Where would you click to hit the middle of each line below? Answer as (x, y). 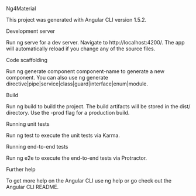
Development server (31, 31)
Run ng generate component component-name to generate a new (85, 71)
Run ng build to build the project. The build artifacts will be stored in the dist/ (98, 106)
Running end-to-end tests (37, 147)
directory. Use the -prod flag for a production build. (68, 113)
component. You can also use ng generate (57, 78)
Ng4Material (21, 8)
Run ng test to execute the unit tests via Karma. (63, 135)
